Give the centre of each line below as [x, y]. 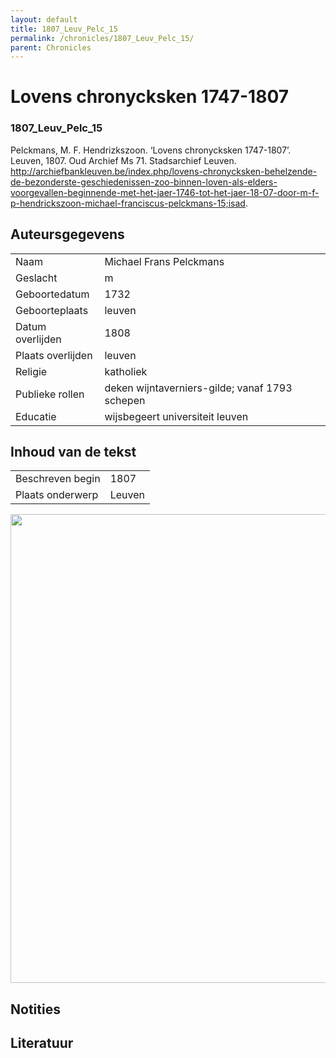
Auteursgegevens [67, 234]
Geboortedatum [52, 294]
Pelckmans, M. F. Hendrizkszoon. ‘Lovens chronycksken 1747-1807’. [151, 150]
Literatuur [42, 1043]
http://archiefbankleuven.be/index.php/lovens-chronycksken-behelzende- [164, 171]
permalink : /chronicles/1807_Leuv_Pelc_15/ [102, 38]
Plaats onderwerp [57, 495]
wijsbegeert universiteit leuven [176, 416]
